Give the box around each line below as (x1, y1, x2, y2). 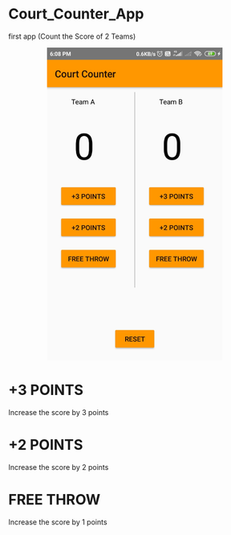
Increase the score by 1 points (8, 516, 107, 527)
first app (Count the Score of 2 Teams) (8, 31, 136, 41)
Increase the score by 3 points (8, 408, 109, 418)
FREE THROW (8, 491, 101, 509)
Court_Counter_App (8, 5, 144, 23)
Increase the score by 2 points (8, 463, 109, 472)
